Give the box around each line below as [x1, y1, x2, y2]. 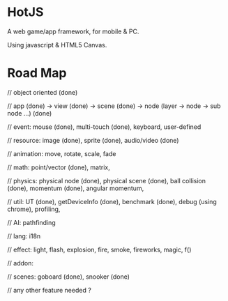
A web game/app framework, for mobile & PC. [7, 27, 139, 36]
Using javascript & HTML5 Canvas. [7, 40, 107, 49]
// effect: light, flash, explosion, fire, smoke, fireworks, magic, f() [7, 245, 192, 254]
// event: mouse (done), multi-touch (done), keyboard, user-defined [7, 123, 202, 131]
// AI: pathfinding [7, 218, 56, 226]
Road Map [7, 65, 68, 81]
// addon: [7, 258, 33, 267]
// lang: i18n [7, 231, 41, 240]
